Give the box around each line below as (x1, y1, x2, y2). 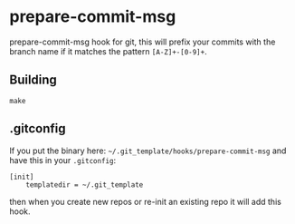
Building (9, 73, 57, 88)
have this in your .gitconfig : (9, 154, 116, 165)
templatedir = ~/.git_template (25, 180, 144, 190)
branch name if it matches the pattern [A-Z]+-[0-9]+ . (9, 45, 207, 56)
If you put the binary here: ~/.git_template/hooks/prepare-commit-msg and (9, 145, 287, 156)
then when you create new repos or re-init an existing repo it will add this (9, 196, 282, 207)
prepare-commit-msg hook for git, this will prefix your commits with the (9, 36, 276, 47)
